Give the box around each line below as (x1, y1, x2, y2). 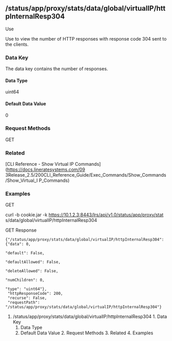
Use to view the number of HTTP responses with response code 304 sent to (5, 35, 167, 42)
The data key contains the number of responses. (5, 66, 108, 72)
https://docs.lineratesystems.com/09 (7, 166, 86, 173)
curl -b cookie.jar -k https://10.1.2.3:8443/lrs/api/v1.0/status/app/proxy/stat (5, 212, 164, 218)
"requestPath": (7, 300, 40, 305)
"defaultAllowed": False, (5, 259, 61, 265)
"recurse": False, (7, 295, 47, 301)
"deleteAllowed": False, (5, 269, 59, 274)
